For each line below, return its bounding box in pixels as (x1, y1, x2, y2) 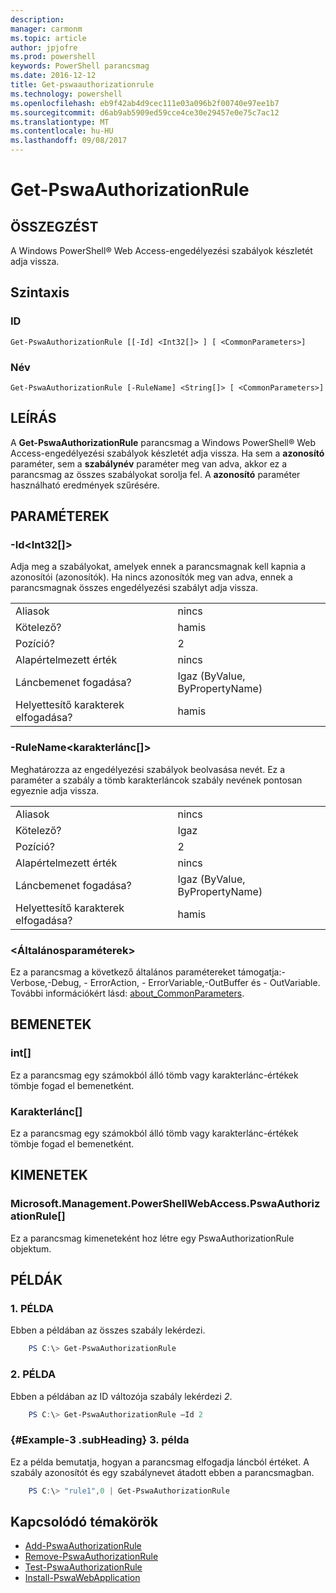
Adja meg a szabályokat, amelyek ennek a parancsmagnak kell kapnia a (10, 561, 307, 573)
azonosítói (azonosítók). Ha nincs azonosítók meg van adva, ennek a (10, 571, 293, 583)
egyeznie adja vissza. (10, 784, 100, 796)
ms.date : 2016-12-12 (10, 71, 97, 81)
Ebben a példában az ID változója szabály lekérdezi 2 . (10, 1390, 233, 1402)
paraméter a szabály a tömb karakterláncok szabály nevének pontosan (10, 774, 303, 786)
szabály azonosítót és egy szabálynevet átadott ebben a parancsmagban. (10, 1466, 315, 1478)
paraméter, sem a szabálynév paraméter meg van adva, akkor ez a (10, 457, 288, 470)
